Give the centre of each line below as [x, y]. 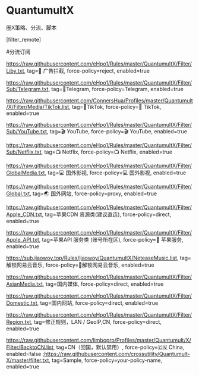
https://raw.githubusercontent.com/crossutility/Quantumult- [117, 354]
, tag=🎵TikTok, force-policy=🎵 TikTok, [115, 107]
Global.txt [18, 193]
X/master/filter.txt [28, 360]
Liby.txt [15, 71]
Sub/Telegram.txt [27, 89]
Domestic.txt [22, 303]
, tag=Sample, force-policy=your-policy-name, [105, 360]
